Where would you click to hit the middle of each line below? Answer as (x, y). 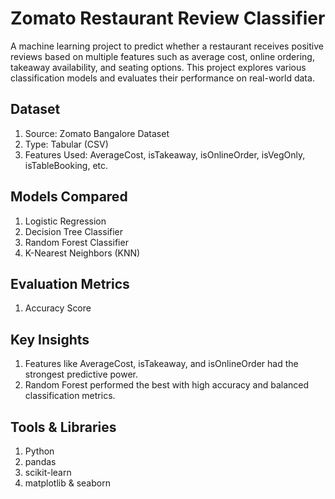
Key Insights (50, 339)
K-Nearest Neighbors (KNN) (82, 253)
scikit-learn (48, 472)
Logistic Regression (65, 221)
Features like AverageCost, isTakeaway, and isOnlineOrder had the (161, 364)
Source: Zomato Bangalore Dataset (97, 133)
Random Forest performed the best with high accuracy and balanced (167, 385)
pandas (40, 461)
